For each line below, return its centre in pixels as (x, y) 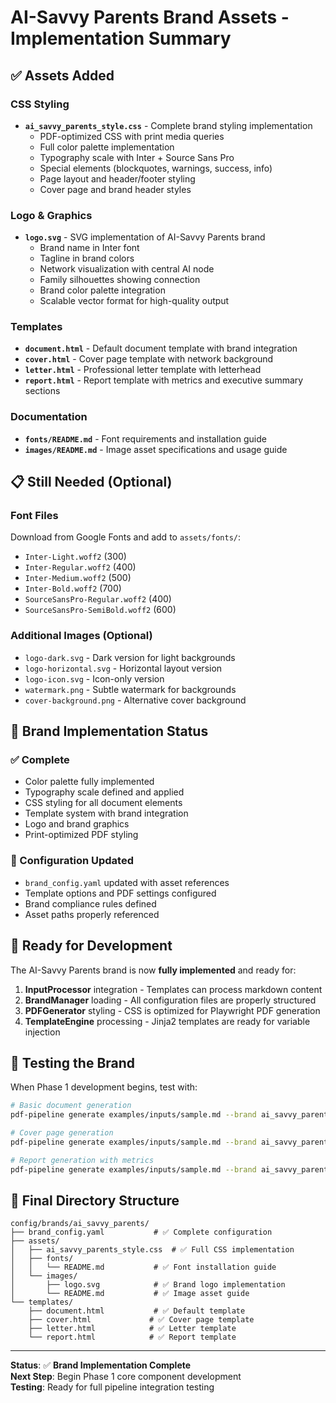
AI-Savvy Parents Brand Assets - (150, 17)
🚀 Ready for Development (91, 946)
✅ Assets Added (62, 75)
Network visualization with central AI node (127, 269)
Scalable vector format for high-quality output (134, 301)
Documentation (49, 417)
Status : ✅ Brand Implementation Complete (101, 1365)
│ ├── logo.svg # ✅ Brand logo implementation (148, 1285)
